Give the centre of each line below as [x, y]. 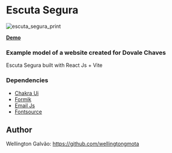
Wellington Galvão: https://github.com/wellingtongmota [73, 144]
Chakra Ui [27, 93]
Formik [23, 99]
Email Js [25, 105]
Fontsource [28, 112]
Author [19, 129]
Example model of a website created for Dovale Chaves [86, 52]
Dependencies [27, 80]
